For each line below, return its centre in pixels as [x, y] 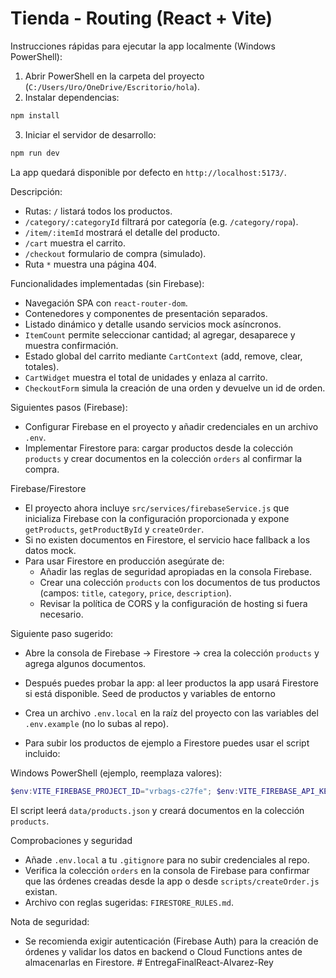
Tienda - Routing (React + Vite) [141, 18]
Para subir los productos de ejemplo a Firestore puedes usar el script [167, 743]
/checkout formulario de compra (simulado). [115, 253]
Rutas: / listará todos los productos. [98, 211]
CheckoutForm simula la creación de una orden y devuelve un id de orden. [175, 388]
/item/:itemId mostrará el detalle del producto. [122, 232]
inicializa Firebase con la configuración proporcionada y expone [157, 518]
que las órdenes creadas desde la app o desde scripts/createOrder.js [172, 881]
